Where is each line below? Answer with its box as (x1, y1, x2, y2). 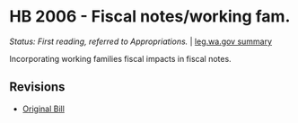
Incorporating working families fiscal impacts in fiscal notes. (9, 53, 232, 64)
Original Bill (22, 103, 66, 114)
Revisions (9, 79, 66, 95)
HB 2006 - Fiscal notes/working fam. (9, 6, 291, 27)
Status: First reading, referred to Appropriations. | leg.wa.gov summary (9, 36, 272, 47)
